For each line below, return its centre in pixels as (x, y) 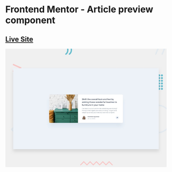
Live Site (19, 39)
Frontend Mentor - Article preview (79, 9)
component (30, 20)
